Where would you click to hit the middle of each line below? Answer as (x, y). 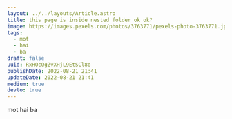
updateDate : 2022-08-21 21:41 (51, 77)
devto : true (24, 90)
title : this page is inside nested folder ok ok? (80, 20)
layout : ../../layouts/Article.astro (61, 13)
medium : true (26, 84)
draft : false (26, 58)
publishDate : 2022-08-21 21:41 (52, 71)
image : (17, 26)
